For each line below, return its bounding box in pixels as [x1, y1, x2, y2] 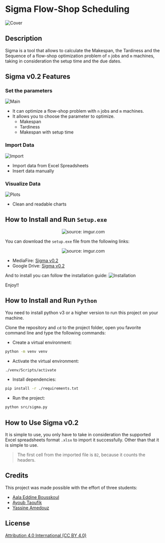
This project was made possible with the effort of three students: [5, 484, 138, 490]
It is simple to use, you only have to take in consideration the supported [5, 431, 151, 437]
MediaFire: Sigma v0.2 [12, 257, 58, 264]
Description [5, 34, 42, 43]
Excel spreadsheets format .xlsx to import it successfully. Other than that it [5, 437, 160, 443]
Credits [5, 472, 29, 480]
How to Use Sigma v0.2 [5, 418, 79, 427]
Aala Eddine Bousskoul [12, 494, 59, 500]
